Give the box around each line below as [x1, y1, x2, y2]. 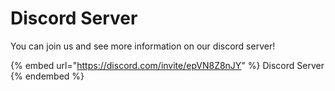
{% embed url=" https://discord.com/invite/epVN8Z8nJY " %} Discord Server [10, 59, 325, 71]
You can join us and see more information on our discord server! [10, 40, 276, 52]
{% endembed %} [10, 70, 85, 82]
